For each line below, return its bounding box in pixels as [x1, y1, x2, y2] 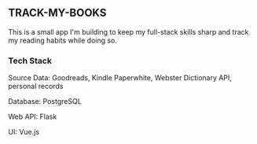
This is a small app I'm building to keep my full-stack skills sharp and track [8, 27, 249, 36]
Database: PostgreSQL [8, 97, 83, 106]
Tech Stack [8, 55, 53, 66]
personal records [8, 82, 64, 91]
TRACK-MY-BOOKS [8, 6, 107, 20]
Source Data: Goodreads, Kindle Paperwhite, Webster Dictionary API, [8, 73, 232, 83]
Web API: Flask [8, 112, 57, 121]
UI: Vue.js [8, 127, 40, 137]
